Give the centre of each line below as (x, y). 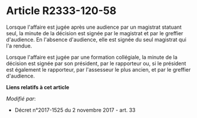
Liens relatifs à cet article (38, 87)
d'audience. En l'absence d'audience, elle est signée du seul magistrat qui (96, 39)
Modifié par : (21, 99)
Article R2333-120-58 (61, 11)
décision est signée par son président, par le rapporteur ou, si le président (96, 63)
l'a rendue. (19, 46)
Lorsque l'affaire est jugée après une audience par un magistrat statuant (94, 27)
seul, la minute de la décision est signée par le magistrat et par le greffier (95, 33)
